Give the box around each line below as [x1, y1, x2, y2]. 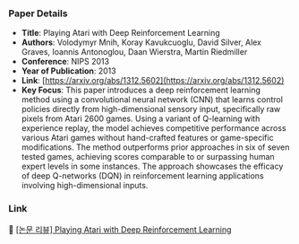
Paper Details [8, 7, 68, 20]
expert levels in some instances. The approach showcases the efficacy [21, 161, 284, 172]
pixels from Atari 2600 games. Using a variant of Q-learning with [21, 113, 261, 124]
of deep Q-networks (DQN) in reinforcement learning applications [21, 170, 265, 181]
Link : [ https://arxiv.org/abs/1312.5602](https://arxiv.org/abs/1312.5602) [21, 75, 285, 86]
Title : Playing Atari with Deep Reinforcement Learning [21, 28, 220, 39]
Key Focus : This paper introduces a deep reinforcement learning [21, 84, 261, 96]
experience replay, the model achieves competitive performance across [21, 123, 287, 134]
